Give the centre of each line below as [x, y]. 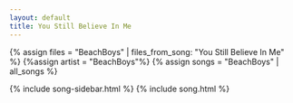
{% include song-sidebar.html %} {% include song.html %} [119, 89]
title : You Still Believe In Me [70, 26]
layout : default [40, 18]
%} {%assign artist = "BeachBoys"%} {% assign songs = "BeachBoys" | [144, 61]
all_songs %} [34, 71]
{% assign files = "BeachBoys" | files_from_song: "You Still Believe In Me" [147, 51]
